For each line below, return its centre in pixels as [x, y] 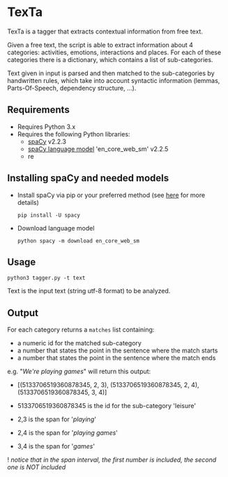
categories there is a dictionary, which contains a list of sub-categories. [110, 59]
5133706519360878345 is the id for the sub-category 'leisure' [107, 406]
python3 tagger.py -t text [46, 278]
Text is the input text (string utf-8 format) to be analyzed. [89, 291]
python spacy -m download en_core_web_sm [78, 241]
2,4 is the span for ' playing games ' [68, 433]
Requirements [38, 110]
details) [28, 202]
